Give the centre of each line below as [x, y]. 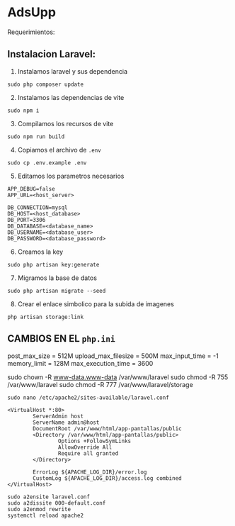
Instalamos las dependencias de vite [71, 97]
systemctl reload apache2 [45, 515]
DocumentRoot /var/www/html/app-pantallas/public [107, 429]
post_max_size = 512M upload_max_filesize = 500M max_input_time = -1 [113, 356]
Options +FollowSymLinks [94, 441]
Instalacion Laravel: [52, 54]
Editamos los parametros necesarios [71, 176]
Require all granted [88, 453]
